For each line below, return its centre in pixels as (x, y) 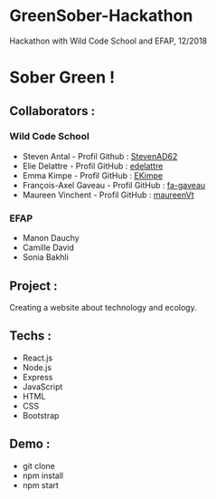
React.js (38, 358)
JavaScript (42, 387)
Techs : (31, 336)
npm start (40, 485)
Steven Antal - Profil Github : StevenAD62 (100, 156)
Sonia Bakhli (46, 257)
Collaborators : (52, 111)
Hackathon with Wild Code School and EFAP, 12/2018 (108, 41)
